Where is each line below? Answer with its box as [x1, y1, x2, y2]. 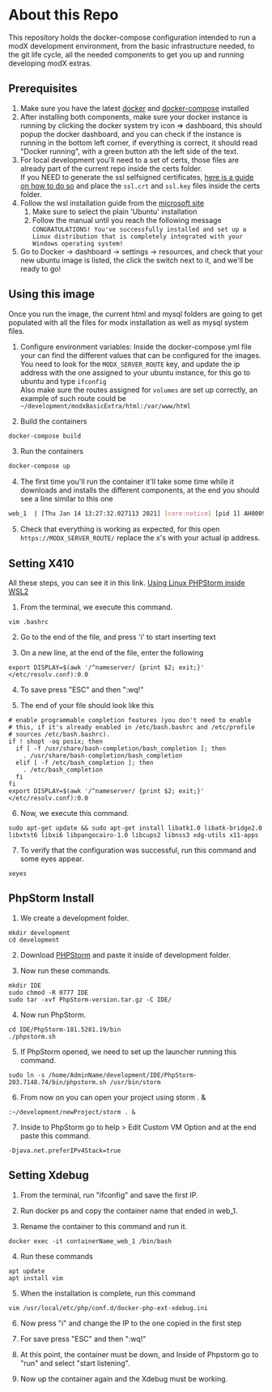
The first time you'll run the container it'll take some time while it [19, 476, 235, 487]
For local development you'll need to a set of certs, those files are [19, 155, 240, 164]
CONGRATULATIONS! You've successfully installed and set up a [32, 225, 247, 233]
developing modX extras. [8, 58, 92, 68]
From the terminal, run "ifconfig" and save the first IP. [19, 1189, 198, 1200]
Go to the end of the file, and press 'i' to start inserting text [19, 632, 216, 642]
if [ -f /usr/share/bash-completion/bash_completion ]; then [15, 745, 227, 753]
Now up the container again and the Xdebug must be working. [19, 1373, 228, 1383]
